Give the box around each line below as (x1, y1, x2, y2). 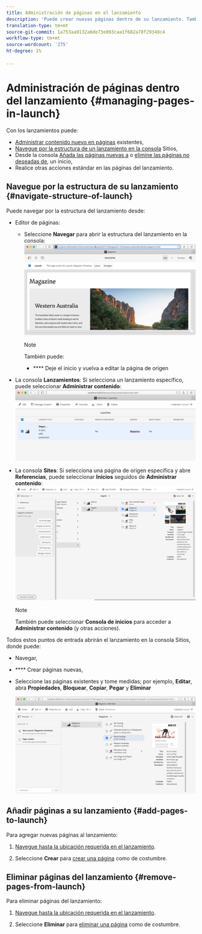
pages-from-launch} (6, 881, 86, 892)
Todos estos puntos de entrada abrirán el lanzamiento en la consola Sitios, (6, 636, 191, 644)
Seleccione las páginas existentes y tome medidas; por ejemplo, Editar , (14, 678, 192, 685)
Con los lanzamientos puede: (6, 127, 79, 134)
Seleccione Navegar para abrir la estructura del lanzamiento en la (23, 230, 188, 238)
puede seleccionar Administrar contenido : (14, 382, 122, 389)
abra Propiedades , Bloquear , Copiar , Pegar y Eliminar (14, 684, 151, 691)
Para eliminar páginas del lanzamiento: (6, 897, 102, 905)
